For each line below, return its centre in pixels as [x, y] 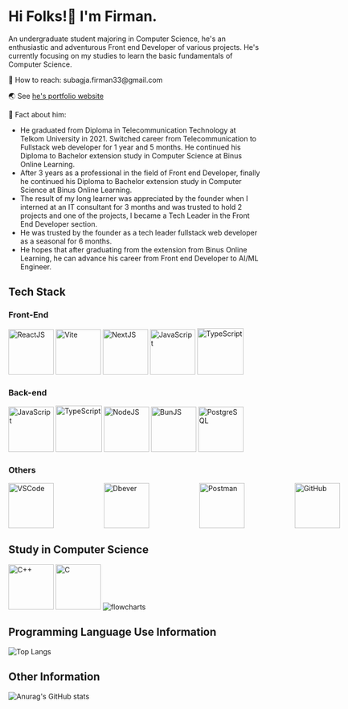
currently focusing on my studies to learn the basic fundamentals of [121, 55]
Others [22, 469]
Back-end [28, 392]
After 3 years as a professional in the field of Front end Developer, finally [140, 173]
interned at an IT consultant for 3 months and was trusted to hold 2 [131, 207]
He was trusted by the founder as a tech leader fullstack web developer [139, 232]
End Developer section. [59, 223]
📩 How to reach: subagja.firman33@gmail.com [86, 80]
